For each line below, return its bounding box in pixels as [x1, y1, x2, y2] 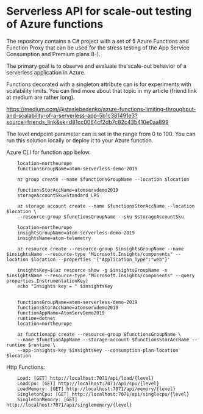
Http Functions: [6, 363, 45, 371]
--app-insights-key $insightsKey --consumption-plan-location [17, 347, 179, 354]
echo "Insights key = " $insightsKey [17, 283, 113, 289]
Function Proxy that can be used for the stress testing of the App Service [6, 44, 190, 51]
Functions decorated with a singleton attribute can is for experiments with [6, 81, 192, 88]
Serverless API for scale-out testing [6, 4, 192, 18]
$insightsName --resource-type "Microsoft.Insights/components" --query [6, 272, 195, 278]
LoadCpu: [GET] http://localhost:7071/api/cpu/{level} [17, 380, 160, 387]
